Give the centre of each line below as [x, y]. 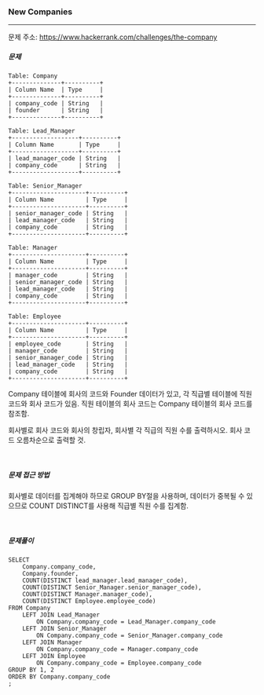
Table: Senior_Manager [45, 186]
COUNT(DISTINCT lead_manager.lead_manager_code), [105, 581]
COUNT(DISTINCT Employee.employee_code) [89, 602]
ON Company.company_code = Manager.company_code [117, 649]
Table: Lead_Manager [42, 131]
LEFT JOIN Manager [52, 642]
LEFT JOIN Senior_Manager [65, 629]
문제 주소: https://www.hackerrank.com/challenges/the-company [113, 37]
